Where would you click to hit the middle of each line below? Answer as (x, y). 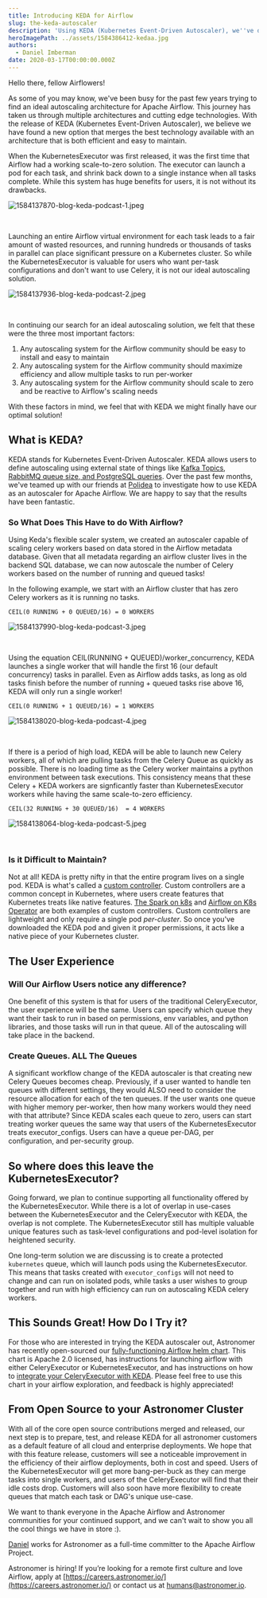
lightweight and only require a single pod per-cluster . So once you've (122, 919)
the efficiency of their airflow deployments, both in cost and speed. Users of (133, 1463)
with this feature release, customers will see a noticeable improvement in (128, 1454)
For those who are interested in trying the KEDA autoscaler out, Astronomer (132, 1342)
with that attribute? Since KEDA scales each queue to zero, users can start (130, 1116)
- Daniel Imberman (46, 53)
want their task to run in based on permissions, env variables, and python (128, 1018)
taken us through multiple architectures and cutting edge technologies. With (133, 115)
